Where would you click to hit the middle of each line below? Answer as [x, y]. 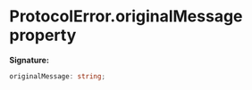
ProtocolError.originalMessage [126, 16]
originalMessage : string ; [57, 76]
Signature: [29, 60]
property [43, 35]
